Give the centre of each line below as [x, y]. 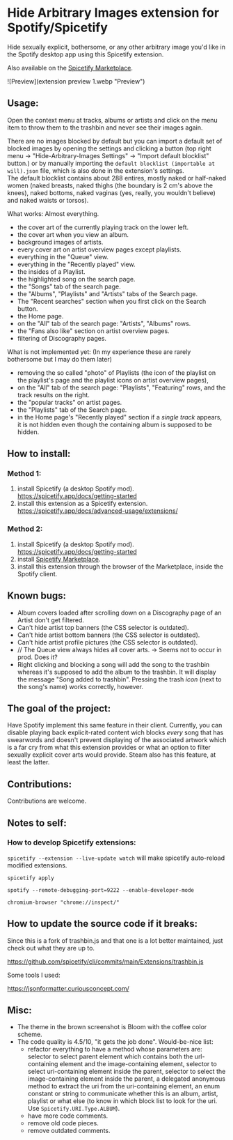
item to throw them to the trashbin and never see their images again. [105, 128]
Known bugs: [37, 596]
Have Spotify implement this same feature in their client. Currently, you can [115, 725]
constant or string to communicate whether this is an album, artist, [123, 1094]
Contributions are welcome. [47, 801]
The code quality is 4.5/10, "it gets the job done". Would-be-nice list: [115, 1042]
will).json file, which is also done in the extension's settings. [96, 170]
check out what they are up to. [51, 948]
